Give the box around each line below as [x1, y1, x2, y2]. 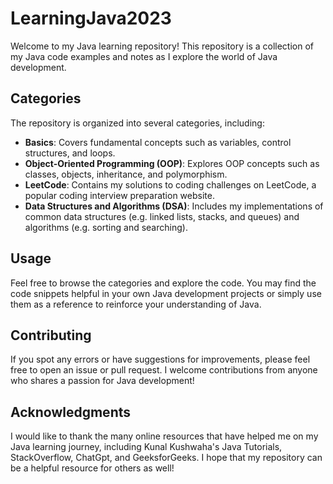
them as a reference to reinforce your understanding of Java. [10, 298, 262, 310]
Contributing [10, 327, 92, 344]
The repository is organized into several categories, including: [10, 117, 265, 129]
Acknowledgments [10, 403, 132, 421]
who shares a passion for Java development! [10, 375, 195, 387]
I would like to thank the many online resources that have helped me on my [10, 430, 319, 442]
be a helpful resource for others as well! [10, 462, 175, 474]
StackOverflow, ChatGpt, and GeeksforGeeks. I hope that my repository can [10, 452, 323, 464]
